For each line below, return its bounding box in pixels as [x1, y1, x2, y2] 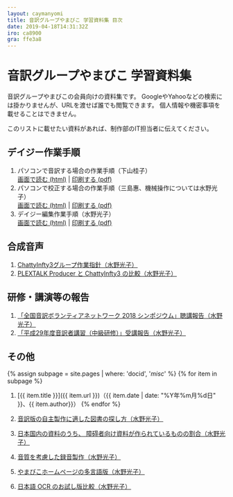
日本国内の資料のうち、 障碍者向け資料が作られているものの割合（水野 [17, 430, 220, 438]
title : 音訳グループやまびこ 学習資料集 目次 [7, 17, 123, 24]
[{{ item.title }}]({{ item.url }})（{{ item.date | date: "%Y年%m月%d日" [17, 391, 216, 400]
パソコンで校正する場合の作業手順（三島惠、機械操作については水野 [17, 183, 212, 192]
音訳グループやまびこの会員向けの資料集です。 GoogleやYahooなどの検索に [7, 92, 223, 101]
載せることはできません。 [7, 110, 80, 118]
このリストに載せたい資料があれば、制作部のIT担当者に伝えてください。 [7, 124, 213, 133]
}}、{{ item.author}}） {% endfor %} [17, 400, 121, 408]
